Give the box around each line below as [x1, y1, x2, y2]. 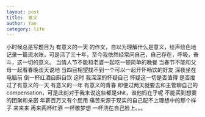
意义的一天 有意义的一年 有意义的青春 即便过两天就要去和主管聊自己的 [22, 82, 198, 89]
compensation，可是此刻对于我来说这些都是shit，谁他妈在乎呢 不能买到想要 [6, 89, 197, 96]
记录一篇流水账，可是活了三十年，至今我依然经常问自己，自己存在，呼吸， [6, 51, 193, 58]
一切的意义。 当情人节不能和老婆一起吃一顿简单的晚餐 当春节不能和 [22, 58, 191, 66]
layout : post [6, 9, 40, 15]
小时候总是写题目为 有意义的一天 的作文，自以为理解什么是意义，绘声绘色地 [6, 43, 196, 51]
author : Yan [6, 20, 37, 26]
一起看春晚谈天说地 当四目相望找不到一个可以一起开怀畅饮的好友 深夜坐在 [11, 66, 196, 74]
